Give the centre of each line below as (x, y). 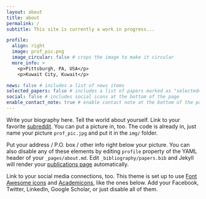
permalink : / (23, 23)
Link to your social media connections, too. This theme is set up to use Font (102, 176)
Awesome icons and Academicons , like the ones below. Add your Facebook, (103, 182)
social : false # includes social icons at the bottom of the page (93, 97)
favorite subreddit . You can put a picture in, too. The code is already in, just (101, 126)
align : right (29, 46)
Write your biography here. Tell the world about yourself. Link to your (93, 119)
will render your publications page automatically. (68, 164)
